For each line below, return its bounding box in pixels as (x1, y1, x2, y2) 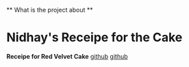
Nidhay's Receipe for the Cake (6, 30, 183, 45)
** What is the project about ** (6, 6, 93, 14)
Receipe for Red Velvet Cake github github (6, 52, 128, 60)
